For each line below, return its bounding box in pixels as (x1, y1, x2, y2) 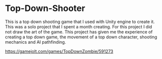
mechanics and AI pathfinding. (5, 39, 66, 45)
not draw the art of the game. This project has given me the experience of (5, 29, 153, 35)
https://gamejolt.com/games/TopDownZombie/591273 (5, 48, 113, 54)
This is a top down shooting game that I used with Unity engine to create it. (5, 19, 155, 24)
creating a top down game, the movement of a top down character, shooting (5, 34, 158, 40)
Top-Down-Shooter (5, 3, 85, 14)
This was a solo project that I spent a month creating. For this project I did (5, 24, 152, 29)
